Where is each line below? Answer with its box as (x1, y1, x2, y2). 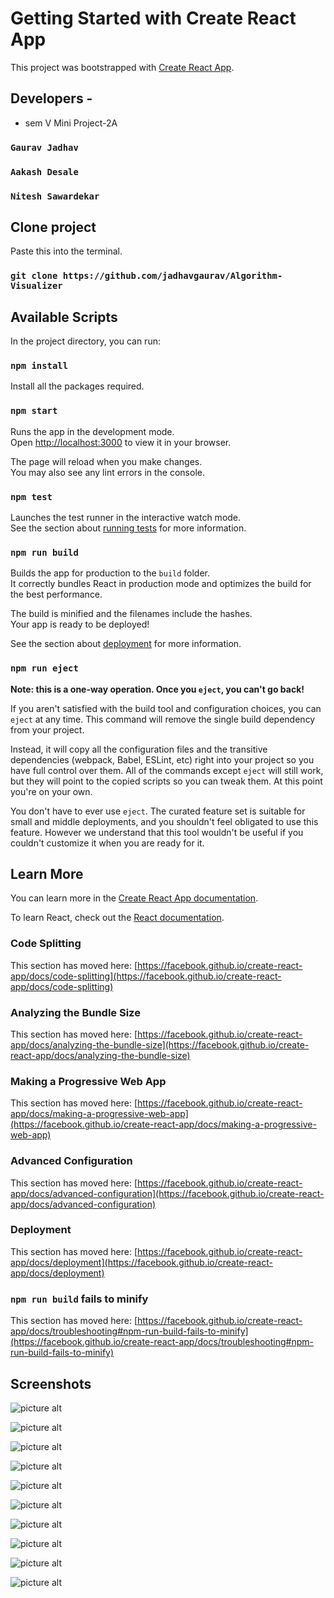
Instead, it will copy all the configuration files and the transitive (10, 743, 268, 755)
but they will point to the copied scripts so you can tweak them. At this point (10, 775, 323, 787)
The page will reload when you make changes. (10, 455, 203, 467)
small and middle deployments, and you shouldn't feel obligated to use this (10, 815, 319, 827)
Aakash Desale (10, 166, 79, 177)
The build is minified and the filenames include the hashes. (10, 608, 253, 620)
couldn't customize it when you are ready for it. (10, 837, 205, 849)
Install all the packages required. (10, 380, 145, 392)
